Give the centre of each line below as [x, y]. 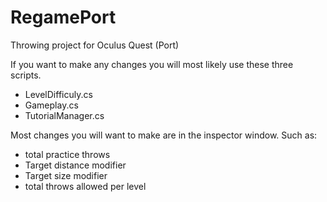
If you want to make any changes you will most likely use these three [152, 64]
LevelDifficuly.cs [58, 94]
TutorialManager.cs [64, 115]
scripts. [26, 75]
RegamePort [63, 17]
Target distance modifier [75, 165]
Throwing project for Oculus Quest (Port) [95, 45]
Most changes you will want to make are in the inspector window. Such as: [164, 135]
